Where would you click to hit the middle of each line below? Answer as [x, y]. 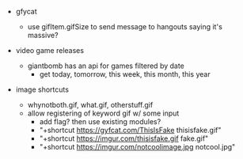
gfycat [26, 11]
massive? [43, 35]
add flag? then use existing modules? [100, 121]
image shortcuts [42, 89]
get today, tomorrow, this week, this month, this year [125, 74]
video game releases [50, 50]
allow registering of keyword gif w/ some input [103, 113]
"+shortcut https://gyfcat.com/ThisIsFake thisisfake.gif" [130, 130]
